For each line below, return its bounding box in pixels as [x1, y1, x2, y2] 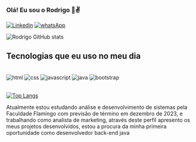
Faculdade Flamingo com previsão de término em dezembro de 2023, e [6, 110, 183, 117]
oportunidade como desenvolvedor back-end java [6, 129, 130, 136]
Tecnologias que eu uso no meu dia [6, 51, 141, 61]
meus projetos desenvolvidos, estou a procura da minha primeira [6, 123, 167, 130]
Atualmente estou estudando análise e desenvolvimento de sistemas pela [6, 103, 188, 111]
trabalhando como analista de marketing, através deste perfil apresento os [6, 116, 191, 123]
